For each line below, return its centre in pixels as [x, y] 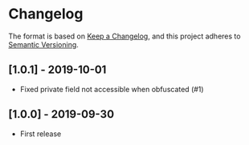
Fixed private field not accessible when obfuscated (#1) [112, 89]
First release [41, 134]
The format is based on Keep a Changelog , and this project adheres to [124, 36]
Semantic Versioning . [43, 44]
